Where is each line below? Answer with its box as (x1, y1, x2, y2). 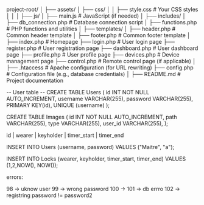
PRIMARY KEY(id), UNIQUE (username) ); (6, 102, 110, 109)
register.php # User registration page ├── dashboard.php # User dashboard (6, 44, 199, 52)
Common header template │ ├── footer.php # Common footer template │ (6, 32, 191, 39)
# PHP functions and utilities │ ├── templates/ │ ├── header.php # (6, 25, 176, 32)
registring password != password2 (6, 192, 93, 199)
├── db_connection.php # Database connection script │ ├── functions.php (6, 19, 197, 26)
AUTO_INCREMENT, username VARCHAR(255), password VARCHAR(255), (6, 95, 193, 102)
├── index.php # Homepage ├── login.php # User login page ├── (6, 38, 175, 45)
